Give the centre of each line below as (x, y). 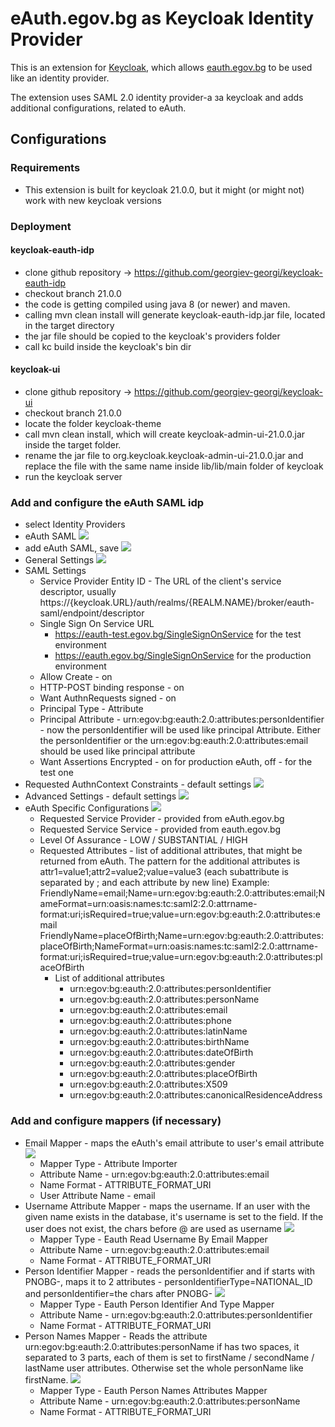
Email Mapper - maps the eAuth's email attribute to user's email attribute (174, 1143)
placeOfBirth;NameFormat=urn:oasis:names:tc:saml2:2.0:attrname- (179, 946)
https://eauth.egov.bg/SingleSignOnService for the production (183, 656)
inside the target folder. (73, 444)
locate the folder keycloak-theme (93, 423)
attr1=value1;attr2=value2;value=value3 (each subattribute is (164, 872)
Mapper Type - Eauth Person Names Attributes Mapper (153, 1390)
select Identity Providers (75, 524)
